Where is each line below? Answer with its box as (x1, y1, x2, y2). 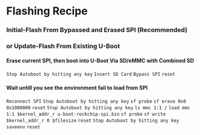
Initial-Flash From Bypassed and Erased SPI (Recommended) (6, 26, 188, 34)
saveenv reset (6, 124, 40, 130)
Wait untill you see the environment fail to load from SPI (6, 84, 148, 91)
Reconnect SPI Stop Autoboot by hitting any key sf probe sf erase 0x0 (6, 98, 187, 105)
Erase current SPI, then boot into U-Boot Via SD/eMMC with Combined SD (6, 57, 195, 64)
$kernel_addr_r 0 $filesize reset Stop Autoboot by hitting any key (6, 118, 180, 124)
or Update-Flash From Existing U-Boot (6, 42, 120, 51)
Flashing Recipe (6, 4, 88, 18)
